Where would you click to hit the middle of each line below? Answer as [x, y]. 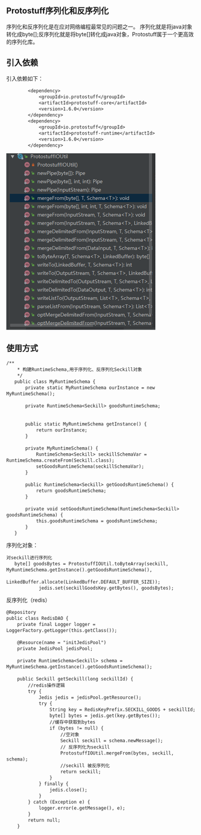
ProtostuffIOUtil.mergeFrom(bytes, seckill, [117, 753]
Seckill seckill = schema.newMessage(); [112, 741]
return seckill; [81, 772]
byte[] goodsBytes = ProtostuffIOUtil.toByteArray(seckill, [91, 564]
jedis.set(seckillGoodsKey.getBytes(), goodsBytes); [106, 588]
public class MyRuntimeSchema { [55, 382]
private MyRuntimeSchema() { [62, 448]
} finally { [53, 784]
